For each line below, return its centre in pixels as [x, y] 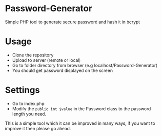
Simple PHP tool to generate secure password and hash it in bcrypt [72, 22]
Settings [22, 90]
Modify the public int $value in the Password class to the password [81, 109]
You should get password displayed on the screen [62, 70]
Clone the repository [33, 55]
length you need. [29, 114]
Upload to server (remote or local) [46, 60]
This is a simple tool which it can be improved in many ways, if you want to [80, 123]
